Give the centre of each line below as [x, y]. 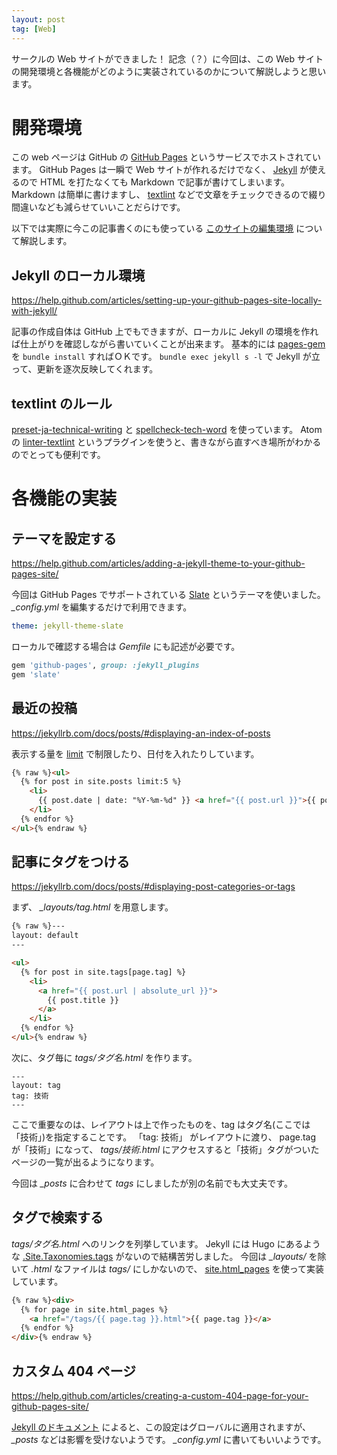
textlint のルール [62, 403]
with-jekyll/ [34, 311]
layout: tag [36, 1085]
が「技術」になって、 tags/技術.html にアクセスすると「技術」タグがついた [165, 1149]
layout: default [45, 936]
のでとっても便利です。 [58, 455]
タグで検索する [57, 1217]
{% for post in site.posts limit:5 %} [101, 782]
